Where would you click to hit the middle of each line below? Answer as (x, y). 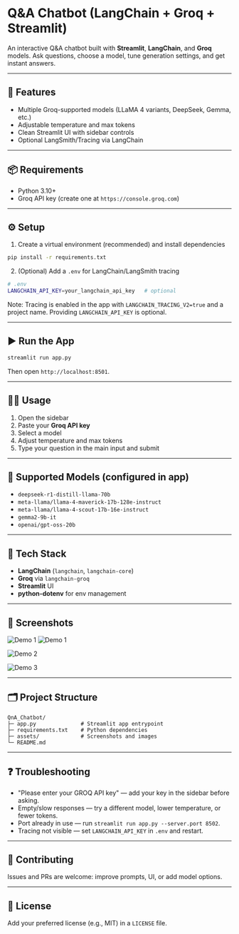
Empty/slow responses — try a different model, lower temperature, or (119, 808)
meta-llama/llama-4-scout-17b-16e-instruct (83, 510)
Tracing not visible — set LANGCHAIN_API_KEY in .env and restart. (111, 831)
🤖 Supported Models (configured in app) (99, 477)
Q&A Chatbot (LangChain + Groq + (111, 13)
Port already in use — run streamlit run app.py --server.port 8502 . (119, 823)
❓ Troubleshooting (49, 772)
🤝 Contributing (41, 859)
